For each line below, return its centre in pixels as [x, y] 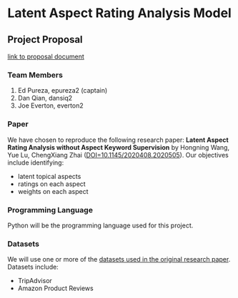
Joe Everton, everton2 [50, 106]
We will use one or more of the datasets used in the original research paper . [119, 260]
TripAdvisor [35, 281]
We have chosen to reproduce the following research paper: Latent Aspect [118, 140]
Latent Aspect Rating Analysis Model [120, 13]
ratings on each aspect [51, 184]
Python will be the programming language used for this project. [100, 225]
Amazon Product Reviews [56, 288]
